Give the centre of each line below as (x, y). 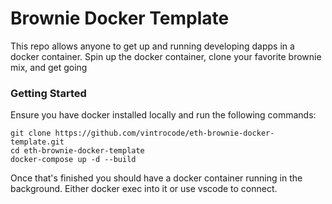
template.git (37, 142)
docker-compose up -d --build (73, 160)
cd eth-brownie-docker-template (77, 151)
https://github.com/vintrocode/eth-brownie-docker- (164, 133)
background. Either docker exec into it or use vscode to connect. (144, 189)
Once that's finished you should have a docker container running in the (156, 178)
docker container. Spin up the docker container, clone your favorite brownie (166, 56)
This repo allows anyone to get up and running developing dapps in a (152, 46)
